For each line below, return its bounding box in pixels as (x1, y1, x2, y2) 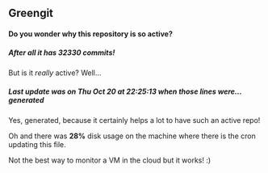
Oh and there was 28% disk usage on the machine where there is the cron (8, 131, 256, 141)
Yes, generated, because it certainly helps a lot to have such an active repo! (8, 115, 261, 124)
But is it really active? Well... (8, 68, 102, 78)
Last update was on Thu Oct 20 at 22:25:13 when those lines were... (8, 86, 242, 96)
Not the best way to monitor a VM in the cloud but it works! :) (8, 155, 211, 165)
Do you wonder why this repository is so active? (8, 28, 174, 39)
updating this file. (8, 139, 66, 149)
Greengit (8, 6, 54, 20)
